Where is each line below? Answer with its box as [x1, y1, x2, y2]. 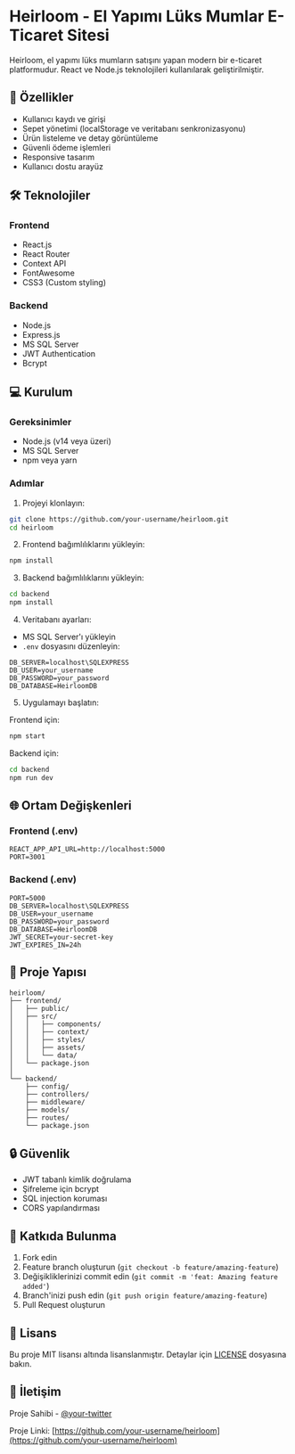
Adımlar [9, 477, 45, 489]
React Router [21, 249, 70, 259]
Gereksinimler [9, 416, 72, 429]
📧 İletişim [9, 1384, 61, 1400]
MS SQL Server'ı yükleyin [21, 631, 116, 643]
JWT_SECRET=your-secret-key [9, 932, 114, 941]
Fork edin [21, 1253, 58, 1263]
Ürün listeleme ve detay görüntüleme [21, 132, 159, 144]
